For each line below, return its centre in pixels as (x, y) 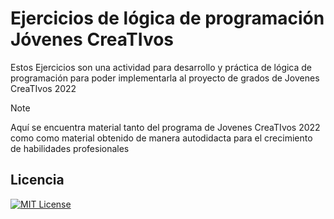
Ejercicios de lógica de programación (167, 18)
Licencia (37, 180)
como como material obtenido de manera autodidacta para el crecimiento (161, 138)
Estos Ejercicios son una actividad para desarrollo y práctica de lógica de (161, 67)
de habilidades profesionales (70, 148)
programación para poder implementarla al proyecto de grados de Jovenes (165, 78)
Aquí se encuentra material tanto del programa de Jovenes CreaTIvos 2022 (165, 127)
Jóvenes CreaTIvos (92, 39)
